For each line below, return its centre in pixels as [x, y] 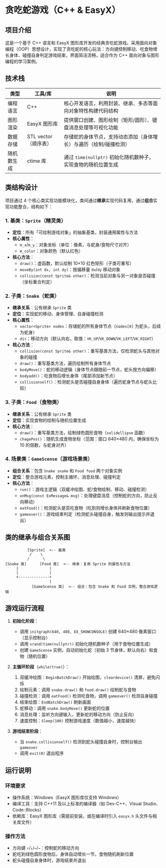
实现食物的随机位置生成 [91, 164]
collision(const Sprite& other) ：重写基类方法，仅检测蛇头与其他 [87, 351]
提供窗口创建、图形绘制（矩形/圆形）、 [108, 120]
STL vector [40, 136]
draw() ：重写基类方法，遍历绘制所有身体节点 [65, 363]
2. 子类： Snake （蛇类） [32, 296]
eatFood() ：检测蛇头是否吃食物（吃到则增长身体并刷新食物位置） [86, 508]
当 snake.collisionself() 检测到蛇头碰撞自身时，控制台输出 [81, 742]
